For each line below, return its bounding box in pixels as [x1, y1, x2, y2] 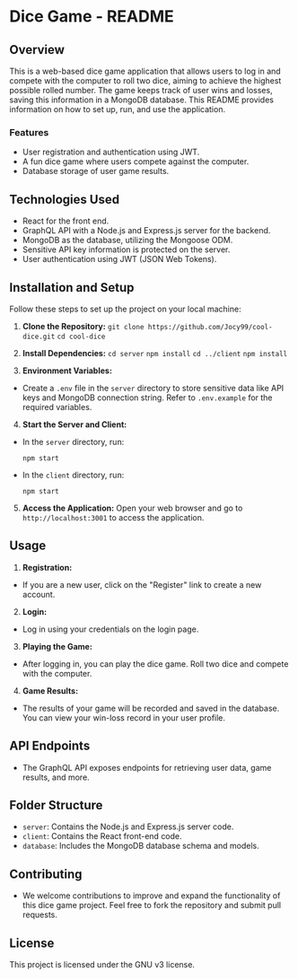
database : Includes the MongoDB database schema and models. [22, 841, 260, 852]
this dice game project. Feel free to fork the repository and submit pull [22, 900, 281, 911]
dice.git [22, 332, 56, 341]
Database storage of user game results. [22, 166, 170, 177]
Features [9, 126, 49, 138]
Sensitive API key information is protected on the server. [22, 244, 231, 255]
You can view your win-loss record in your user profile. [22, 712, 226, 723]
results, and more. [22, 772, 90, 782]
